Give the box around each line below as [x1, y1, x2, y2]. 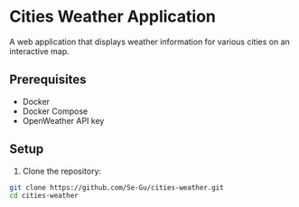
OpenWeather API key [22, 115, 105, 126]
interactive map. [9, 45, 70, 56]
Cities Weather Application [9, 6, 217, 27]
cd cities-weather [9, 192, 79, 201]
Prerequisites [9, 72, 87, 88]
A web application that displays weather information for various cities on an [9, 36, 291, 47]
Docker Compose [22, 106, 89, 117]
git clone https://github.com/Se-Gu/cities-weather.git [9, 183, 224, 192]
